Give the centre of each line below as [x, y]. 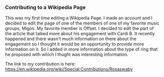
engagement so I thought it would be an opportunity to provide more [75, 44]
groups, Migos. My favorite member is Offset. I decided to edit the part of [80, 28]
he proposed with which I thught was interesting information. [67, 54]
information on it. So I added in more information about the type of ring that [82, 49]
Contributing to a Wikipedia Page [46, 7]
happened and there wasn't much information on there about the [71, 39]
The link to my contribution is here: [40, 64]
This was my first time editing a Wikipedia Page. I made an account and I [79, 18]
